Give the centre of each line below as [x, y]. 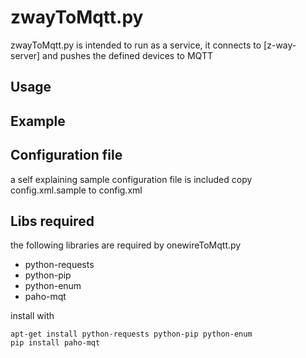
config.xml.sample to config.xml [76, 190]
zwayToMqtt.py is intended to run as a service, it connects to [136, 45]
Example [38, 121]
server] [25, 55]
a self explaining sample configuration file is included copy [131, 179]
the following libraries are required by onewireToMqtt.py [126, 245]
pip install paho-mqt [55, 343]
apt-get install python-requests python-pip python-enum [131, 334]
